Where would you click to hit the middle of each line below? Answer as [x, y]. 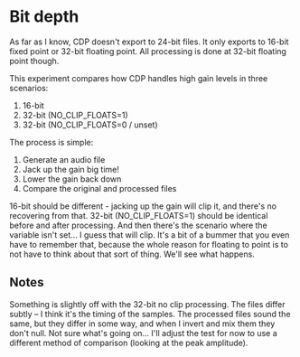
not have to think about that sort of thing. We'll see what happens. [132, 254]
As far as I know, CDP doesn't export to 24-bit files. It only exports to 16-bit [149, 42]
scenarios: [29, 88]
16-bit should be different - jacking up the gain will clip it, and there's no [143, 206]
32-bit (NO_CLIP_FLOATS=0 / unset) [90, 125]
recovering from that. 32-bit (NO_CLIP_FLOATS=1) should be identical [139, 215]
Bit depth [44, 17]
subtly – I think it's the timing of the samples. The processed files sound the [150, 314]
